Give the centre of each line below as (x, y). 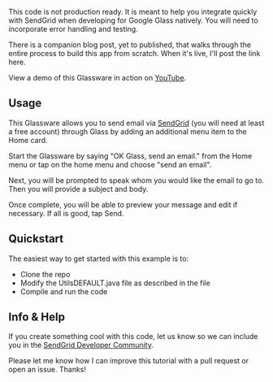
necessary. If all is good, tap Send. (66, 213)
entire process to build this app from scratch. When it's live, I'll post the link (134, 53)
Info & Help (37, 317)
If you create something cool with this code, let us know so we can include (133, 336)
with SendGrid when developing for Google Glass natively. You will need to (133, 20)
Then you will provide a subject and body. (78, 189)
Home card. (28, 140)
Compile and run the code (64, 291)
